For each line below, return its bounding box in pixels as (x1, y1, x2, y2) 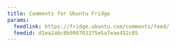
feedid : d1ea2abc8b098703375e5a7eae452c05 (13, 29, 138, 37)
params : (7, 17, 30, 23)
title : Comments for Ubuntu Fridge (7, 10, 111, 17)
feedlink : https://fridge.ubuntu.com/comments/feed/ (13, 23, 170, 30)
